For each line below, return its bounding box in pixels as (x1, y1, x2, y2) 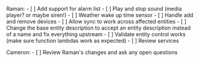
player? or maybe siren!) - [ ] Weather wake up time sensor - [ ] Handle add (6, 11, 194, 19)
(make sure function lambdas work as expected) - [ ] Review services (6, 37, 179, 44)
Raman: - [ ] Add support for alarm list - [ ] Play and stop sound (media (6, 5, 182, 12)
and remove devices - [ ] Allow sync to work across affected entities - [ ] (6, 18, 187, 25)
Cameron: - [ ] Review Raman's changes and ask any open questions (6, 49, 178, 56)
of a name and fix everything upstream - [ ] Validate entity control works (6, 31, 186, 38)
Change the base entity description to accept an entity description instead (6, 24, 191, 31)
